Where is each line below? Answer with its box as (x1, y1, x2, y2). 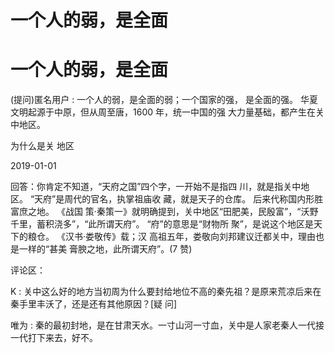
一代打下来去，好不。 (10, 332, 98, 344)
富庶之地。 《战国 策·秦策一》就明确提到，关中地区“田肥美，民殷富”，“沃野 (10, 206, 319, 218)
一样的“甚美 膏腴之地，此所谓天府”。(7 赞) (18, 243, 193, 255)
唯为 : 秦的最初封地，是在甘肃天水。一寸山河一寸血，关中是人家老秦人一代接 (10, 319, 325, 331)
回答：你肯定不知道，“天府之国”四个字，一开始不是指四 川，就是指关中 (10, 181, 302, 193)
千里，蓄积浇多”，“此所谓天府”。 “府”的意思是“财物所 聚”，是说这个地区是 (10, 218, 315, 230)
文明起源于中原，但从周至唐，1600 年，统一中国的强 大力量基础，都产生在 (10, 106, 316, 118)
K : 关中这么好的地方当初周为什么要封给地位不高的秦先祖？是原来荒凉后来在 (10, 286, 322, 298)
